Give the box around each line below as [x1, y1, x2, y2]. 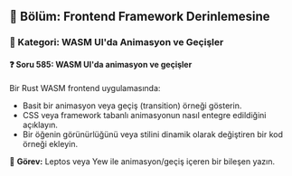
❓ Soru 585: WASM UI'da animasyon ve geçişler [9, 59, 193, 69]
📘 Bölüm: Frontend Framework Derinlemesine [9, 9, 270, 24]
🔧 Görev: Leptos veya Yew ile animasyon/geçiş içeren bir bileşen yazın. [9, 155, 276, 167]
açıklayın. [22, 119, 59, 130]
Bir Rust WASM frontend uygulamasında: [9, 82, 161, 93]
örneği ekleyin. [22, 138, 79, 149]
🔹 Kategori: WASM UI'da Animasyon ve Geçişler [9, 36, 224, 49]
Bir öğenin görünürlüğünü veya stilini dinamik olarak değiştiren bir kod [22, 128, 283, 140]
